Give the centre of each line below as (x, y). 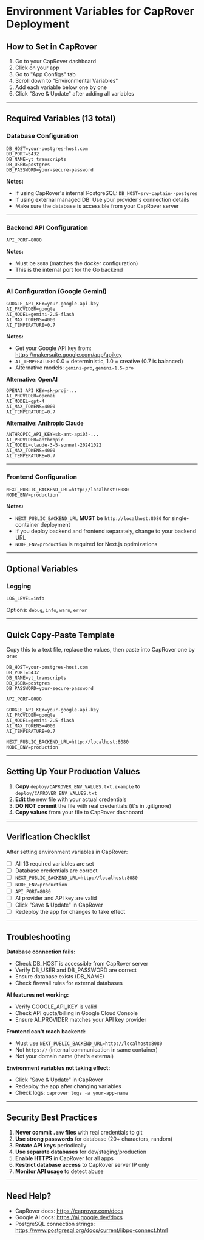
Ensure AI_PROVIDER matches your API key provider (81, 1020)
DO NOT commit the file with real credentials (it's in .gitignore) (93, 805)
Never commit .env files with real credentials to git (79, 1132)
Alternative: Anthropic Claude (45, 423)
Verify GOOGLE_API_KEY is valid (56, 1007)
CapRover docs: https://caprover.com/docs (69, 1211)
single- (180, 518)
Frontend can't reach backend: (46, 1032)
